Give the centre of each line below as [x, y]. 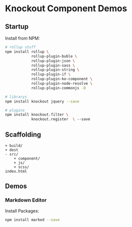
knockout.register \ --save [61, 119]
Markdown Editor [26, 200]
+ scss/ [21, 167]
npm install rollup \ [27, 52]
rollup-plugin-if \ [51, 74]
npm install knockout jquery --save [42, 101]
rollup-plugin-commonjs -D [58, 88]
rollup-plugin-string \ [55, 70]
